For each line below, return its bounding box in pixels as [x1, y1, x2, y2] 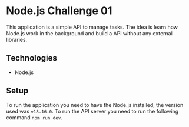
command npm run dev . [6, 113, 63, 121]
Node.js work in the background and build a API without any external [6, 29, 173, 36]
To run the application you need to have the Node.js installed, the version [6, 101, 184, 108]
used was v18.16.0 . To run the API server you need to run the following [6, 108, 179, 115]
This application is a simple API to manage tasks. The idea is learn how [6, 24, 178, 31]
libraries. [6, 36, 28, 43]
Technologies [6, 53, 58, 63]
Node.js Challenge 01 [6, 4, 112, 18]
